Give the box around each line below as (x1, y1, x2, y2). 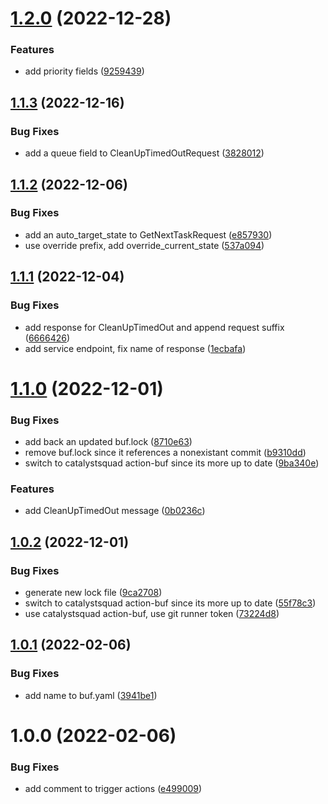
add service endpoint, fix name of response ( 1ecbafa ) (24, 342, 247, 354)
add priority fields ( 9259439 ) (24, 65, 145, 77)
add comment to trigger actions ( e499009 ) (24, 783, 203, 795)
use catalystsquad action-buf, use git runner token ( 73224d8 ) (24, 608, 280, 620)
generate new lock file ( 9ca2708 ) (24, 587, 163, 599)
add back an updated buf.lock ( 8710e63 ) (24, 436, 193, 448)
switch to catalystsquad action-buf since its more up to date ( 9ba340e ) (24, 457, 320, 469)
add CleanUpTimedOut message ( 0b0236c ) (24, 505, 206, 517)
